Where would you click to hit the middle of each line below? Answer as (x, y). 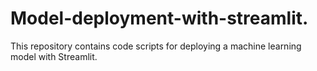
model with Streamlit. (54, 56)
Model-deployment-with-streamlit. (159, 18)
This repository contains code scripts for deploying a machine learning (156, 46)
